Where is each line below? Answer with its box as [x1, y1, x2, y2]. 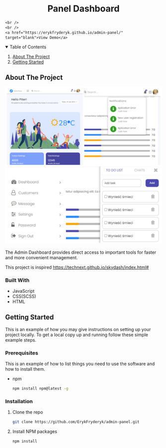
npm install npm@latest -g [12, 386, 69, 391]
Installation [5, 398, 33, 405]
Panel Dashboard [47, 3, 120, 14]
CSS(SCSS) [12, 293, 36, 300]
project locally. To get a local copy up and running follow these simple [5, 332, 148, 338]
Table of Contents [9, 43, 46, 50]
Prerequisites [5, 349, 38, 356]
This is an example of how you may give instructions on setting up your [5, 326, 151, 332]
